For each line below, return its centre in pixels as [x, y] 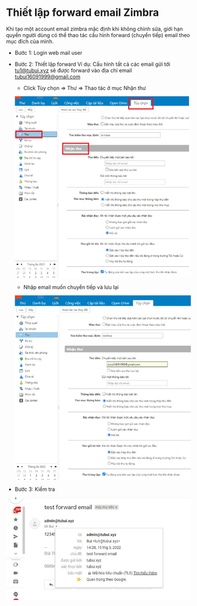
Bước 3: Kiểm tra [35, 489]
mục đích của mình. [30, 41]
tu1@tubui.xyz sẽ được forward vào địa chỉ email [73, 70]
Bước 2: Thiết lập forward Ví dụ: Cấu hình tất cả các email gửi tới [92, 64]
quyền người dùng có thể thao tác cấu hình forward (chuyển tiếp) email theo [98, 35]
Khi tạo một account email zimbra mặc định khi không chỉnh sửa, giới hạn [94, 29]
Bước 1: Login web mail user [48, 52]
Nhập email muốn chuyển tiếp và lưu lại [71, 287]
